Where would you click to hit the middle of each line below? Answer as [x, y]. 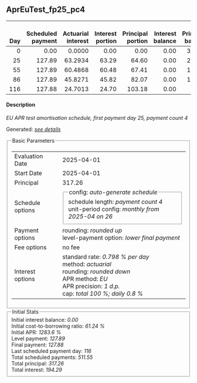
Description [21, 105]
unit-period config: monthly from [114, 209]
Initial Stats [26, 312]
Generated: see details [33, 129]
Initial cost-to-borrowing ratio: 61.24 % [58, 326]
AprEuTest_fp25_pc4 [46, 10]
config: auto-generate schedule [113, 192]
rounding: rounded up [92, 230]
